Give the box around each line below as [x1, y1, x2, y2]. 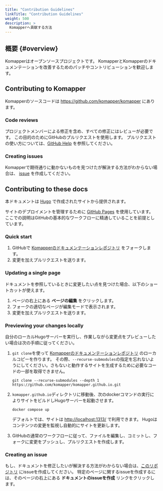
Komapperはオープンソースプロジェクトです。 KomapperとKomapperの [5, 58, 148, 64]
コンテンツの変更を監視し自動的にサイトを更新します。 [12, 423, 123, 428]
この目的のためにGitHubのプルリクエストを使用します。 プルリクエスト [14, 135, 157, 140]
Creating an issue [5, 451, 48, 458]
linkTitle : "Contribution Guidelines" [5, 12, 83, 17]
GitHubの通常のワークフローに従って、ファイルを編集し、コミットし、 [12, 433, 154, 439]
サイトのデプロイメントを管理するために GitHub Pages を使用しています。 [5, 209, 154, 215]
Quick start [5, 234, 33, 240]
